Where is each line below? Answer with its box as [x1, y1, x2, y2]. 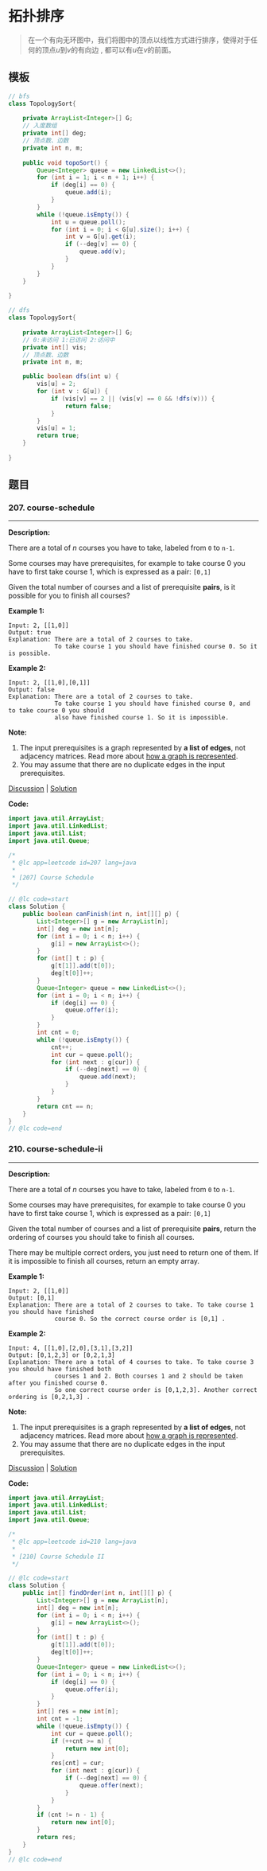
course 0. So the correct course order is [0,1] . [54, 1315, 226, 1323]
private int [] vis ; [22, 343, 87, 351]
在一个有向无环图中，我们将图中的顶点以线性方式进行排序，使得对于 [27, 35, 251, 45]
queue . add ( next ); [79, 1073, 137, 1081]
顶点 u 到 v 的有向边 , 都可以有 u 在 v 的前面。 [41, 45, 176, 54]
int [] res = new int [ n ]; [37, 1708, 119, 1716]
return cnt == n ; [37, 1102, 94, 1110]
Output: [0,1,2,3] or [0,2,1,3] [8, 1351, 115, 1359]
